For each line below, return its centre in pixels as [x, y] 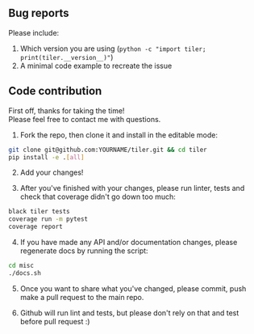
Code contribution [55, 91]
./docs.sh [25, 273]
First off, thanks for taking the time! [67, 110]
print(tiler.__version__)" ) [67, 57]
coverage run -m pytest [48, 219]
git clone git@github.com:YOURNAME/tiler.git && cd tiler [108, 150]
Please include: [34, 32]
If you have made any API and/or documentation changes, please [129, 242]
